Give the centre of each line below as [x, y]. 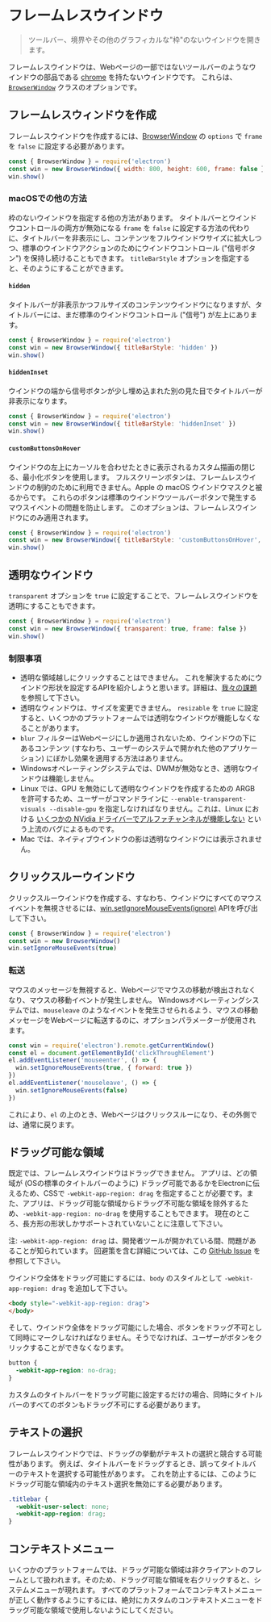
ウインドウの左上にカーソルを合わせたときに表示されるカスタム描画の [125, 467]
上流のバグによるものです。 [73, 828]
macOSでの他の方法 [48, 199]
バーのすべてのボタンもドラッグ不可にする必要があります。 [107, 1404]
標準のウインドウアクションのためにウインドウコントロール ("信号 [132, 248]
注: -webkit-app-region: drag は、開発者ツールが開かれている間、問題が [129, 1241]
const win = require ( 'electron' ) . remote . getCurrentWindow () [112, 1046]
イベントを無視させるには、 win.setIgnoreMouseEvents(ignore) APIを [123, 907]
